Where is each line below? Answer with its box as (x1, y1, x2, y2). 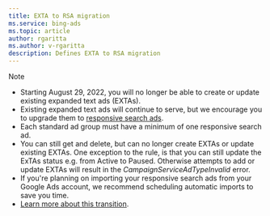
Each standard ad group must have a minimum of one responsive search (19, 122, 262, 131)
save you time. (19, 191, 70, 200)
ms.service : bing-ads (8, 19, 82, 28)
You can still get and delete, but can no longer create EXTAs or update (19, 139, 255, 148)
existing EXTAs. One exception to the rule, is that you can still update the (19, 147, 262, 157)
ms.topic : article (8, 27, 70, 35)
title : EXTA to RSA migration (8, 11, 111, 20)
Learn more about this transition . (19, 199, 129, 209)
